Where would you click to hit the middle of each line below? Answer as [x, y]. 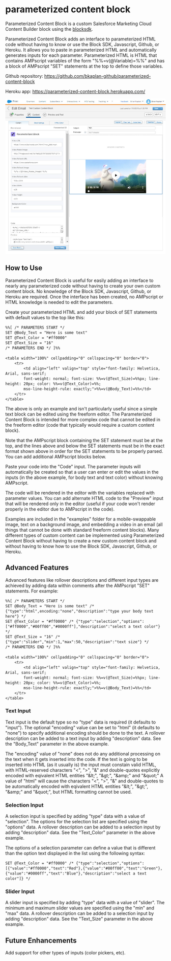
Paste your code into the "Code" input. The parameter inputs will [73, 466]
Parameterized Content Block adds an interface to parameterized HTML [81, 39]
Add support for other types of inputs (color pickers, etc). [65, 953]
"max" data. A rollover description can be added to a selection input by [80, 913]
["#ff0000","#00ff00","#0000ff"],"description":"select [66, 626]
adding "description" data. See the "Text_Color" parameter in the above [80, 833]
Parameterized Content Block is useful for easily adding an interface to [79, 280]
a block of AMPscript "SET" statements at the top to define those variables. [84, 66]
